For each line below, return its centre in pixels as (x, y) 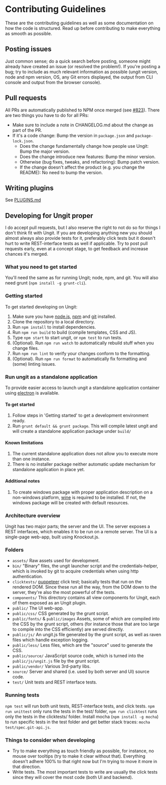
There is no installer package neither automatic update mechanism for (84, 464)
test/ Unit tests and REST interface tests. (55, 682)
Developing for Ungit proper (49, 216)
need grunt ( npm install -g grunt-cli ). (46, 283)
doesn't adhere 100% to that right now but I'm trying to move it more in (85, 761)
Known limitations (24, 442)
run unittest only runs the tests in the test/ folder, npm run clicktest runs (81, 711)
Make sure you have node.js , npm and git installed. (64, 316)
